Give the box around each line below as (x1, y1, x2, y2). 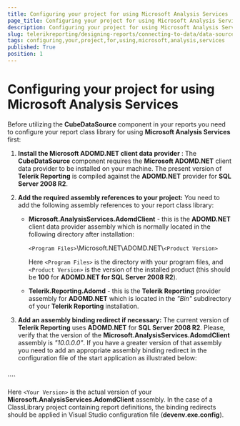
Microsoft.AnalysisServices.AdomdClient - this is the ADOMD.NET (28, 214, 231, 223)
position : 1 (7, 51, 43, 58)
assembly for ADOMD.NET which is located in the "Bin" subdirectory (28, 294, 231, 302)
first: (7, 135, 21, 144)
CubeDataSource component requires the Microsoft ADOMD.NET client (17, 157, 232, 165)
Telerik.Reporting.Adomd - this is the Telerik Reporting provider (28, 287, 221, 295)
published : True (7, 44, 56, 51)
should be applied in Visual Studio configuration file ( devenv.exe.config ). (7, 410, 224, 419)
